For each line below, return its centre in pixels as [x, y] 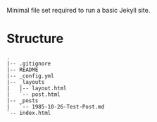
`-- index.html [29, 113]
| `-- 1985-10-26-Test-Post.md [56, 106]
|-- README [23, 70]
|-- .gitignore [29, 63]
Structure [35, 39]
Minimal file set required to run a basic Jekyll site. [78, 10]
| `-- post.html [33, 94]
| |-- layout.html [37, 88]
